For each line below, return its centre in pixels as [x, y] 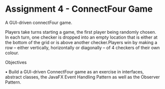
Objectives [16, 62]
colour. [12, 53]
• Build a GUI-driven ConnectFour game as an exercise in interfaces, [74, 71]
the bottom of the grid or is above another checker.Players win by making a [81, 42]
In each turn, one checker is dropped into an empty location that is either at [82, 37]
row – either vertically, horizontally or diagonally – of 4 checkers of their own [82, 47]
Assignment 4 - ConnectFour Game [79, 9]
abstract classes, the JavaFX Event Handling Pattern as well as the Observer [82, 77]
